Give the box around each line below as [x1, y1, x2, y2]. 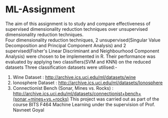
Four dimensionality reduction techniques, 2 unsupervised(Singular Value [5, 37, 161, 43]
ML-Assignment [5, 4, 76, 15]
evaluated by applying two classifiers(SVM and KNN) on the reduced [5, 58, 151, 65]
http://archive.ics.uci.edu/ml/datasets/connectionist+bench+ [12, 90, 142, 96]
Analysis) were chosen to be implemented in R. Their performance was [5, 53, 156, 60]
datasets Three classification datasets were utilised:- [5, 64, 117, 70]
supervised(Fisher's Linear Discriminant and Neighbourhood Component [5, 48, 159, 54]
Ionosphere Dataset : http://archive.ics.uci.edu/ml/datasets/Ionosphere [12, 80, 163, 86]
